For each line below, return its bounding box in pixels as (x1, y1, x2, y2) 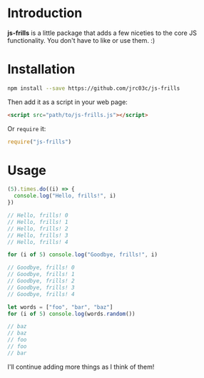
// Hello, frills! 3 (7, 232, 69, 239)
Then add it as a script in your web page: (7, 98, 128, 106)
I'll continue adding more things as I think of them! (7, 362, 155, 371)
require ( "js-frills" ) (7, 138, 72, 145)
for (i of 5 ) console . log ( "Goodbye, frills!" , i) (7, 251, 158, 258)
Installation (7, 61, 76, 78)
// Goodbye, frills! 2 (7, 277, 75, 285)
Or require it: (7, 124, 46, 133)
